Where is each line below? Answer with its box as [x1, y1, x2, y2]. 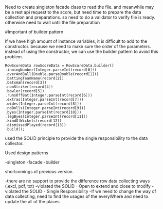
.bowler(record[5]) [5, 89, 45, 94]
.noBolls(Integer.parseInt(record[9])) [5, 106, 86, 111]
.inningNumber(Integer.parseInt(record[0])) [5, 67, 97, 72]
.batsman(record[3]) [5, 80, 47, 85]
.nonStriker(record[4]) [5, 84, 54, 89]
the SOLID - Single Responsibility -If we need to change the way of [22, 189, 157, 194]
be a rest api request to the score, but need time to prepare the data [5, 9, 142, 15]
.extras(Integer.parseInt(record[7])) [5, 97, 84, 102]
